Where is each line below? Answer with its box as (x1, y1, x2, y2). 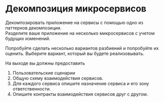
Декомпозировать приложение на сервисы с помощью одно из (5, 19, 144, 25)
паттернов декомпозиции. (5, 24, 62, 30)
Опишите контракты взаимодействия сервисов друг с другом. (12, 91, 148, 97)
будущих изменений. (5, 35, 50, 41)
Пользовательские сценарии (12, 69, 76, 75)
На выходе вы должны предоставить (5, 60, 85, 66)
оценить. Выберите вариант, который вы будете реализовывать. (5, 50, 145, 56)
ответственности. (12, 85, 51, 91)
